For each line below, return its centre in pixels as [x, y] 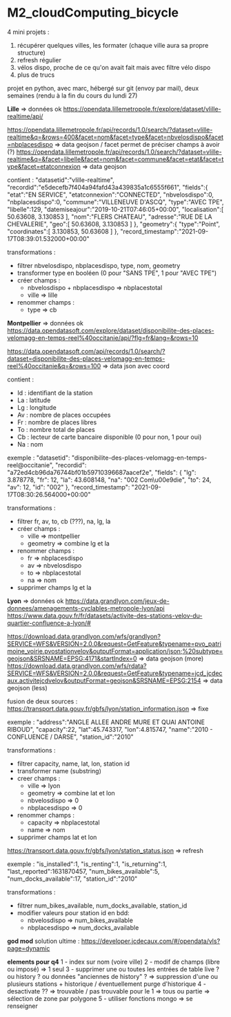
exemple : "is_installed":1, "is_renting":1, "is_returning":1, [87, 864]
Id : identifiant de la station [55, 393]
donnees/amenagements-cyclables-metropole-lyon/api [86, 608]
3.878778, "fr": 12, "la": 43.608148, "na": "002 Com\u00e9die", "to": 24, [109, 480]
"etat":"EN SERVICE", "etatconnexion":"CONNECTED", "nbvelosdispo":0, [110, 195]
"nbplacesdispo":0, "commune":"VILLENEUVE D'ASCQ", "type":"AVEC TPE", [115, 201]
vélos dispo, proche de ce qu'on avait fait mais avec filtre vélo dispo [114, 67]
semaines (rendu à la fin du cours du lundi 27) [72, 96]
